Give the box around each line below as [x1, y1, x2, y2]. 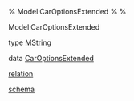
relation [8, 69, 34, 79]
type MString [8, 38, 52, 47]
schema [8, 84, 35, 94]
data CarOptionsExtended [8, 54, 95, 63]
